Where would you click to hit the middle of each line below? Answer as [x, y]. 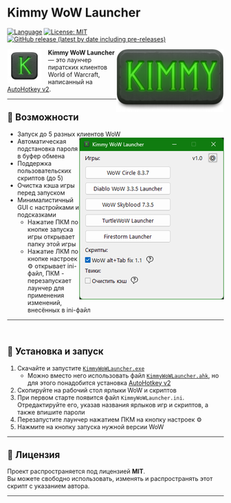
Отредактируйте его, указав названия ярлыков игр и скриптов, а [112, 404]
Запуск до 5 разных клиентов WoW [69, 134]
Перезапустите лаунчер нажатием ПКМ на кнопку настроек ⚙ [109, 420]
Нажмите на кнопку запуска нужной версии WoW [90, 426]
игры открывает [51, 237]
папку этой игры [52, 244]
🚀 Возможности [43, 118]
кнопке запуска [50, 229]
